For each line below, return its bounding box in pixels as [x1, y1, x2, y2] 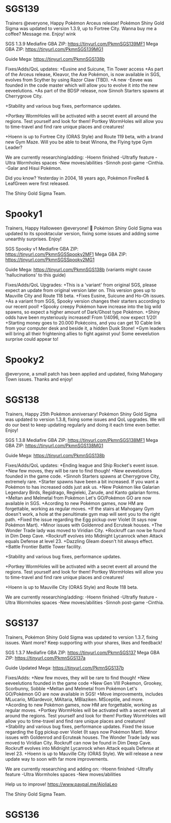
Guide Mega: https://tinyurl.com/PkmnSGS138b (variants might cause [5, 266, 152, 272]
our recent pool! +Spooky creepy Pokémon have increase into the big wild [5, 303, 161, 309]
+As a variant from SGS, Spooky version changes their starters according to [5, 298, 165, 304]
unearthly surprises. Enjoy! [5, 236, 62, 242]
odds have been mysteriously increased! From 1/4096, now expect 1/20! [5, 314, 157, 320]
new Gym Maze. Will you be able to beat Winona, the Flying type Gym [5, 139, 152, 145]
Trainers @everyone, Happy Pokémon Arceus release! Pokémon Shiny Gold [5, 20, 164, 26]
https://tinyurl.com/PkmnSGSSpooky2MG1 [5, 256, 95, 263]
